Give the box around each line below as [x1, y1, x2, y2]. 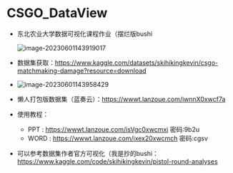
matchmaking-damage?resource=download [16, 66, 147, 75]
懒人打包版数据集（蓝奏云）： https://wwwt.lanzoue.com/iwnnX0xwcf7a [16, 95, 226, 103]
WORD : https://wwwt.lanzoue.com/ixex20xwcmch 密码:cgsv [27, 134, 209, 142]
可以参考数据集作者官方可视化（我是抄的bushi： [16, 149, 159, 157]
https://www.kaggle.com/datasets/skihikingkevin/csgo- [54, 58, 219, 67]
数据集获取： [16, 58, 55, 67]
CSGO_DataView [6, 5, 108, 21]
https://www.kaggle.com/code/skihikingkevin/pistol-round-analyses [16, 157, 219, 165]
